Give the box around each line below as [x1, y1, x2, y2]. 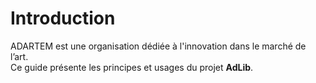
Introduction [10, 7, 116, 30]
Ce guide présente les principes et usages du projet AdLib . [10, 61, 254, 73]
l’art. [10, 50, 29, 62]
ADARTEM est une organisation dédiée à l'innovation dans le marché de [10, 40, 307, 52]
